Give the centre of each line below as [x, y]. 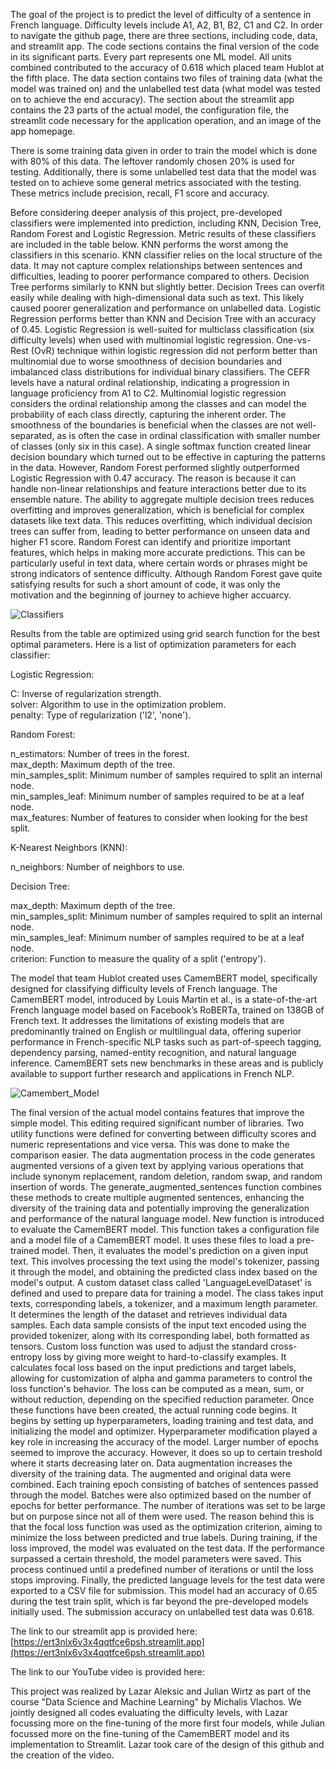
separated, [32, 435]
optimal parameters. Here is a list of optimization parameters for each [153, 644]
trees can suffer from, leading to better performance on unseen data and [160, 531]
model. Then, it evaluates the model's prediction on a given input [175, 1250]
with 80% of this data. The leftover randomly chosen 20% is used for [152, 161]
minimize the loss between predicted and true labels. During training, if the [164, 1537]
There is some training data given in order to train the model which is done [164, 150]
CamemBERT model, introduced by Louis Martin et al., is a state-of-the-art [164, 999]
